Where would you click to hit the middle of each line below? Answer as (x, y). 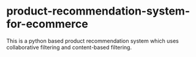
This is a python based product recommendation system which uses (92, 41)
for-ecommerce (47, 24)
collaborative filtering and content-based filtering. (69, 47)
